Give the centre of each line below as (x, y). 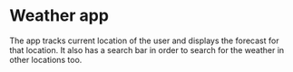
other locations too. (46, 59)
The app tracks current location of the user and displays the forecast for (144, 40)
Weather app (59, 16)
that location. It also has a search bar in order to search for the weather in (147, 49)
